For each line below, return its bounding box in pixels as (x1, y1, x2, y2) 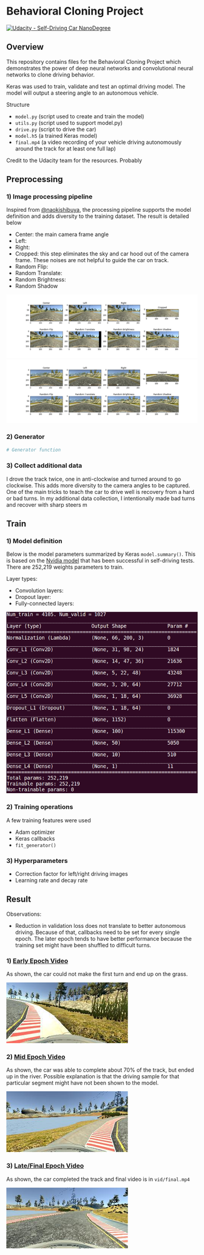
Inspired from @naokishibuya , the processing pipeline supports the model (6, 206, 191, 214)
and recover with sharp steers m (6, 501, 88, 508)
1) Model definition (6, 536, 63, 545)
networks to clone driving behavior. (6, 71, 95, 78)
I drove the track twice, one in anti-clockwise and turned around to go (6, 475, 181, 482)
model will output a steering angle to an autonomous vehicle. (6, 89, 159, 96)
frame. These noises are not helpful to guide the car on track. (15, 257, 169, 264)
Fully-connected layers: (15, 600, 75, 607)
